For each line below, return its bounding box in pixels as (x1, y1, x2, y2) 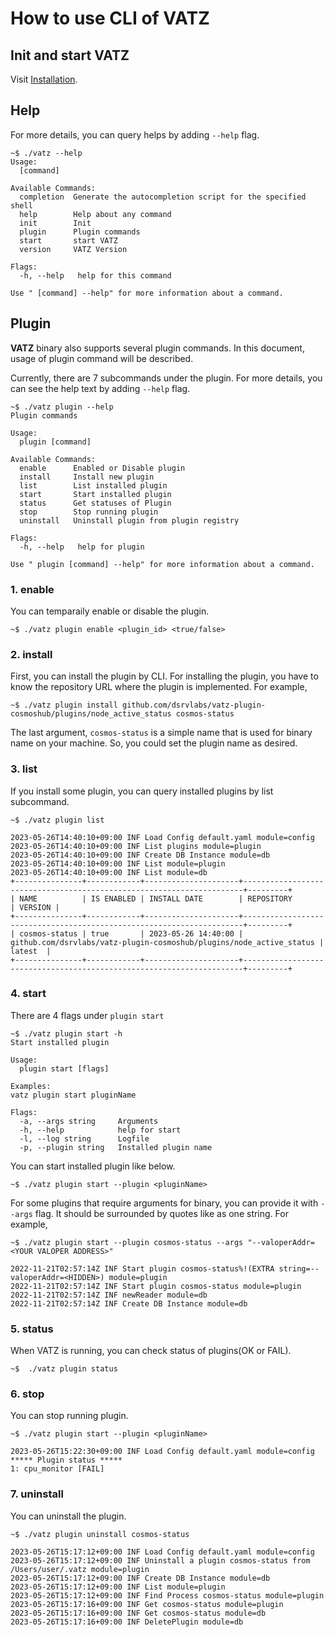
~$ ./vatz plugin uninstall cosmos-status (10, 1529, 190, 1539)
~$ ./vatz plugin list (10, 815, 105, 825)
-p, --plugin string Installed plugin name (19, 1142, 213, 1152)
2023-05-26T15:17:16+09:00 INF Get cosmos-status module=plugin (10, 1599, 284, 1609)
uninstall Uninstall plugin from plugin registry (19, 515, 240, 526)
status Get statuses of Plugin (19, 498, 172, 508)
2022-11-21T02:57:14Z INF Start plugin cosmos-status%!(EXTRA (10, 1263, 275, 1274)
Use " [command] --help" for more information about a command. (10, 288, 284, 298)
